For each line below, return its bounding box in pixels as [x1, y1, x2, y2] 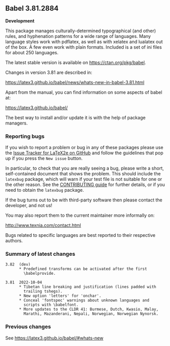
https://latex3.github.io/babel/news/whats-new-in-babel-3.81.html [5, 79, 144, 85]
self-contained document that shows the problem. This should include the [5, 171, 161, 177]
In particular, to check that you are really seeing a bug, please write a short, [5, 165, 164, 171]
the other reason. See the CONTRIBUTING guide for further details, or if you [5, 181, 165, 188]
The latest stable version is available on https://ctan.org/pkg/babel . [5, 59, 147, 66]
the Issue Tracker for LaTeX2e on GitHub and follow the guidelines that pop [5, 150, 163, 156]
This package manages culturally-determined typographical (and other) [5, 28, 156, 34]
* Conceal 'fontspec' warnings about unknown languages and [18, 298, 150, 303]
